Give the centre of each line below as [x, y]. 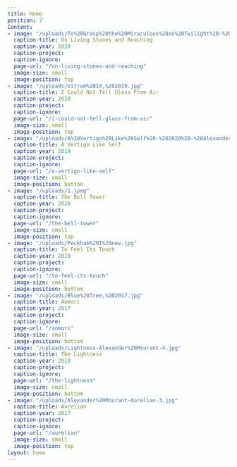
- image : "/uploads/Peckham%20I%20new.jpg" [72, 243]
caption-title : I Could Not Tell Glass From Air [86, 92]
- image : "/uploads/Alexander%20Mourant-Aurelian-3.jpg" [93, 400]
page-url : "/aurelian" [47, 433]
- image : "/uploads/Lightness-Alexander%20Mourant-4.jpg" [94, 348]
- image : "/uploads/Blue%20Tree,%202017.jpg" [75, 295]
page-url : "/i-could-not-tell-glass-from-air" [83, 118]
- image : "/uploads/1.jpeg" [49, 191]
